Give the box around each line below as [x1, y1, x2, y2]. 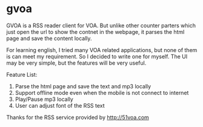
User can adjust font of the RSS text [15, 102, 105, 109]
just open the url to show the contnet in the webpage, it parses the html [6, 28, 185, 35]
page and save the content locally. [6, 34, 92, 42]
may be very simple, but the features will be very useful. [6, 59, 147, 67]
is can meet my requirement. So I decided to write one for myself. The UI [6, 53, 188, 60]
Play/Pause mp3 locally [15, 96, 74, 103]
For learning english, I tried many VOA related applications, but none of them [6, 46, 198, 53]
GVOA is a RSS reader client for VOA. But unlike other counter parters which [6, 22, 196, 29]
